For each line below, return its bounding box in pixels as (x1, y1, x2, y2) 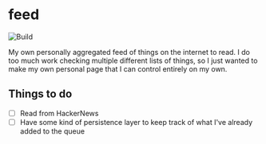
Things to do (8, 88, 73, 101)
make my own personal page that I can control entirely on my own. (8, 64, 228, 73)
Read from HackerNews (19, 108, 99, 118)
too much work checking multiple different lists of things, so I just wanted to (8, 56, 258, 65)
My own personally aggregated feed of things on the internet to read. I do (8, 47, 250, 56)
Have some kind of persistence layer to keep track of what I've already (19, 117, 253, 126)
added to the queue (19, 126, 85, 136)
